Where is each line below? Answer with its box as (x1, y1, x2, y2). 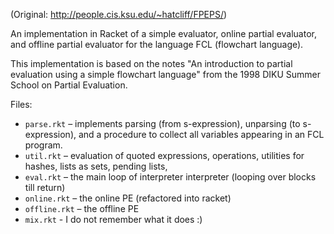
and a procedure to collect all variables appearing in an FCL (78, 129, 325, 140)
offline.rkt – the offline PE (24, 203, 140, 214)
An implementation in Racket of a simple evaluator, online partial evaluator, (10, 28, 317, 39)
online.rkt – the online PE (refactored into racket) (24, 192, 232, 204)
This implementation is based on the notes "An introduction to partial (10, 58, 293, 69)
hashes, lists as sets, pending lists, (24, 160, 168, 172)
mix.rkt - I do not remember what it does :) (24, 214, 203, 225)
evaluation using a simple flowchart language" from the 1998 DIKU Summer (10, 69, 322, 80)
